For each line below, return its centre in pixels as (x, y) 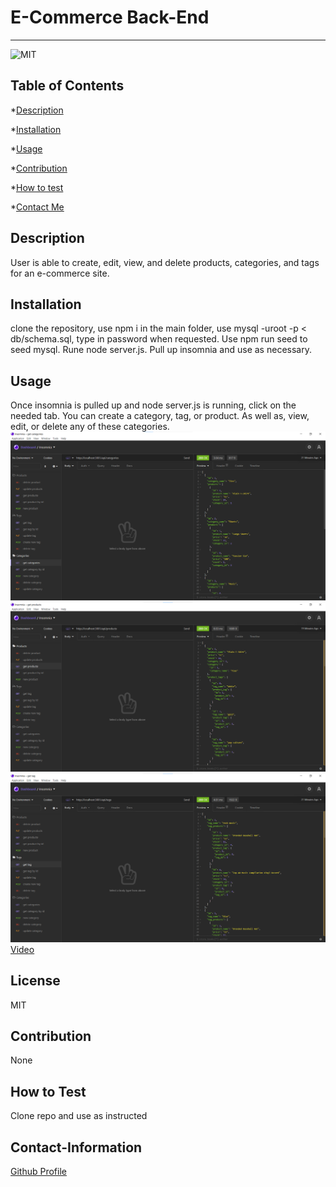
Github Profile (38, 1172)
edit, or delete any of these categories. (90, 427)
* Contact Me (37, 207)
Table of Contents (67, 86)
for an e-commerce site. (60, 273)
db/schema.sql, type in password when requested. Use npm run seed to (159, 339)
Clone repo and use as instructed (79, 1116)
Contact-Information (76, 1147)
